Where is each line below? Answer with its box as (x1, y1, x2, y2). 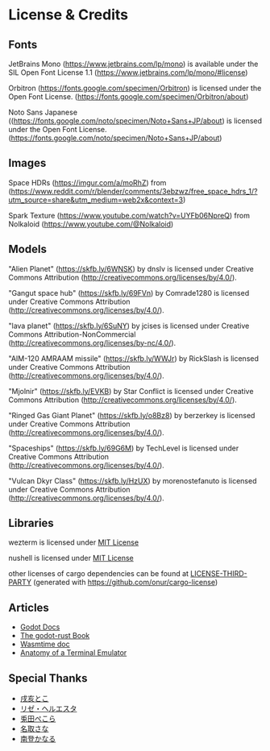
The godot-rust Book (19, 631, 90, 641)
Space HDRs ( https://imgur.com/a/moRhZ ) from (8, 177, 167, 187)
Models (8, 243, 47, 256)
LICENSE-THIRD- (190, 569, 247, 579)
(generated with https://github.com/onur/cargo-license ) (33, 578, 218, 587)
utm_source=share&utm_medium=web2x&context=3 (8, 195, 184, 205)
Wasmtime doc (19, 639, 70, 649)
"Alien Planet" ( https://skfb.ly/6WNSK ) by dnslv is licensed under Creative (8, 263, 254, 273)
